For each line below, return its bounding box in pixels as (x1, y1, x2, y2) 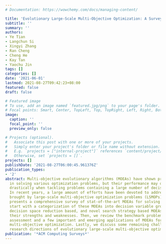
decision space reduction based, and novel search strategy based (9, 208, 149, 213)
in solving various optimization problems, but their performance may (9, 181, 158, 186)
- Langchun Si (5, 39, 35, 44)
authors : (5, 30, 23, 35)
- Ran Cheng (5, 48, 30, 53)
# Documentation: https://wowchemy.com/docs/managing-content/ (5, 7, 138, 12)
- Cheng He (5, 53, 28, 58)
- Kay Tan (5, 57, 26, 62)
